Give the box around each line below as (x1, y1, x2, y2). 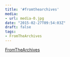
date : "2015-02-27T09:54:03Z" (5, 20, 66, 25)
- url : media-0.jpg (5, 16, 44, 21)
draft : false (5, 25, 31, 30)
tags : (5, 29, 16, 34)
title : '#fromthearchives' (5, 7, 59, 12)
